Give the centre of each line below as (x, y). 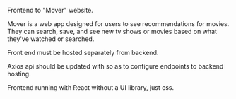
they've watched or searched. (51, 39)
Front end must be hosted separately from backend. (83, 53)
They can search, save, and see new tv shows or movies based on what (112, 31)
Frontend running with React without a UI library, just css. (91, 87)
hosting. (19, 74)
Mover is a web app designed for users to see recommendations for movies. (118, 24)
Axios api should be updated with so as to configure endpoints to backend (116, 66)
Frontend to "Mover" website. (50, 10)
